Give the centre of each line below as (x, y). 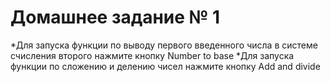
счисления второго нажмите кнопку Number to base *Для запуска (152, 55)
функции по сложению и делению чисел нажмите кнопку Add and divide (165, 66)
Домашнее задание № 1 (115, 17)
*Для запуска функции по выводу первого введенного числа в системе (164, 45)
